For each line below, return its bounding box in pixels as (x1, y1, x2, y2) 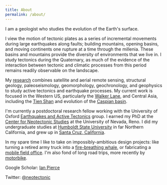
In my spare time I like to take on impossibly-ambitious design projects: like (5, 138, 160, 145)
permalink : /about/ (5, 12, 46, 17)
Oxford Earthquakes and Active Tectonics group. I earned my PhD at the (5, 113, 154, 119)
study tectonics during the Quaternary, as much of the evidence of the (5, 56, 150, 62)
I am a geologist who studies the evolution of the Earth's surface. (5, 25, 139, 31)
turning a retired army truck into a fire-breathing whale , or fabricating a (5, 144, 151, 150)
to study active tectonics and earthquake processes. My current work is (5, 87, 153, 93)
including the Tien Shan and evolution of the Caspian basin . (5, 98, 128, 104)
